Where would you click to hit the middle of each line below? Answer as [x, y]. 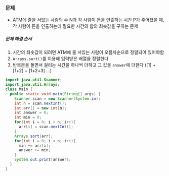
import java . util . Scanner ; [34, 80]
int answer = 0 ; [32, 113]
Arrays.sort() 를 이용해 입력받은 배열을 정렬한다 [60, 58]
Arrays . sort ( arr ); [34, 136]
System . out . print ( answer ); [43, 160]
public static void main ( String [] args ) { [55, 94]
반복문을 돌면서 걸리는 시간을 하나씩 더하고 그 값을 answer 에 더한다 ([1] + [84, 65]
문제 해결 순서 [18, 38]
